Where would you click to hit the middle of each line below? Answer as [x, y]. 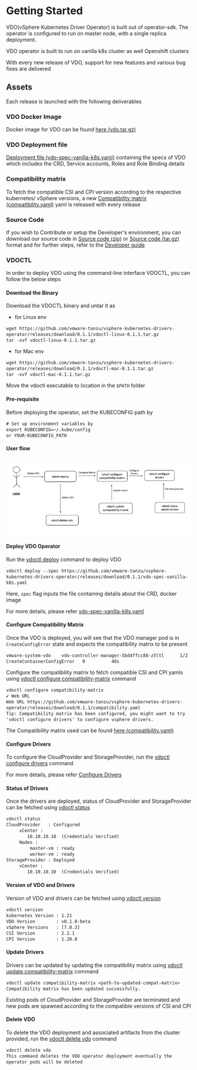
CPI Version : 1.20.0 [42, 939]
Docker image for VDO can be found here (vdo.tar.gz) [71, 129]
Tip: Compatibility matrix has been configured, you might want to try [96, 714]
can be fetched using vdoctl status [48, 808]
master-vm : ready [52, 849]
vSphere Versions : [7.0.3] [43, 927]
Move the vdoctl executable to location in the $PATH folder [76, 386]
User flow [18, 448]
